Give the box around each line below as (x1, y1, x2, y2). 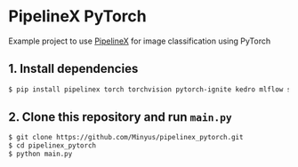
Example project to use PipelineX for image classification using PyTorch (8, 36, 271, 46)
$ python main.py (8, 149, 73, 159)
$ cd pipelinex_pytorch (8, 141, 97, 150)
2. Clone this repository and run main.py (8, 109, 232, 125)
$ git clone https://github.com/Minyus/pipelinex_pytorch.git (8, 133, 244, 142)
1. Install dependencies (8, 61, 139, 76)
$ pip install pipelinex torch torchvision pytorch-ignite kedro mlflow (8, 84, 284, 94)
